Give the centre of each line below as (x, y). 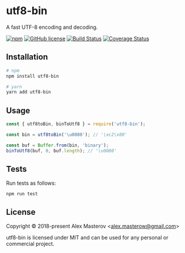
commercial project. (30, 244)
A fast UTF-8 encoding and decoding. (52, 27)
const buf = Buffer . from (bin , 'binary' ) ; (58, 145)
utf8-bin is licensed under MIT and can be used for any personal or (87, 238)
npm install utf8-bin (33, 76)
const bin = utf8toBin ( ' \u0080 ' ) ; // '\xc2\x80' (67, 134)
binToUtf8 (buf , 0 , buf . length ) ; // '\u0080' (61, 151)
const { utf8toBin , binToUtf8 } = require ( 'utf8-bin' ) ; (76, 124)
